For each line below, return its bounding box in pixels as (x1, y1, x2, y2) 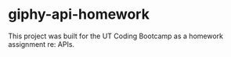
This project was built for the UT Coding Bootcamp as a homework (8, 31, 223, 41)
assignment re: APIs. (8, 39, 75, 48)
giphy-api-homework (8, 5, 150, 23)
